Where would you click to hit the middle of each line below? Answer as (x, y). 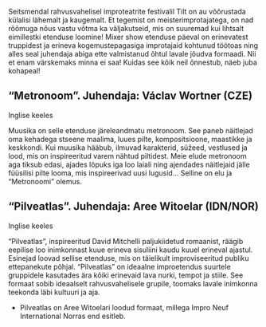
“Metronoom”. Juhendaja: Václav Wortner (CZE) (131, 96)
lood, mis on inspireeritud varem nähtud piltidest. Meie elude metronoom (127, 156)
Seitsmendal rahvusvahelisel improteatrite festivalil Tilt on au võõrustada (127, 12)
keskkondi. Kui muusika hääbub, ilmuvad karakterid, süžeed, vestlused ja (128, 148)
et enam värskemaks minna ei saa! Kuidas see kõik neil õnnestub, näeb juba (133, 62)
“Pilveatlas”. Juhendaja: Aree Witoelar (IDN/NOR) (133, 207)
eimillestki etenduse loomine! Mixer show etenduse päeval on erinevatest (128, 37)
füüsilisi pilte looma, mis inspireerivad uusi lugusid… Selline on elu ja (120, 173)
